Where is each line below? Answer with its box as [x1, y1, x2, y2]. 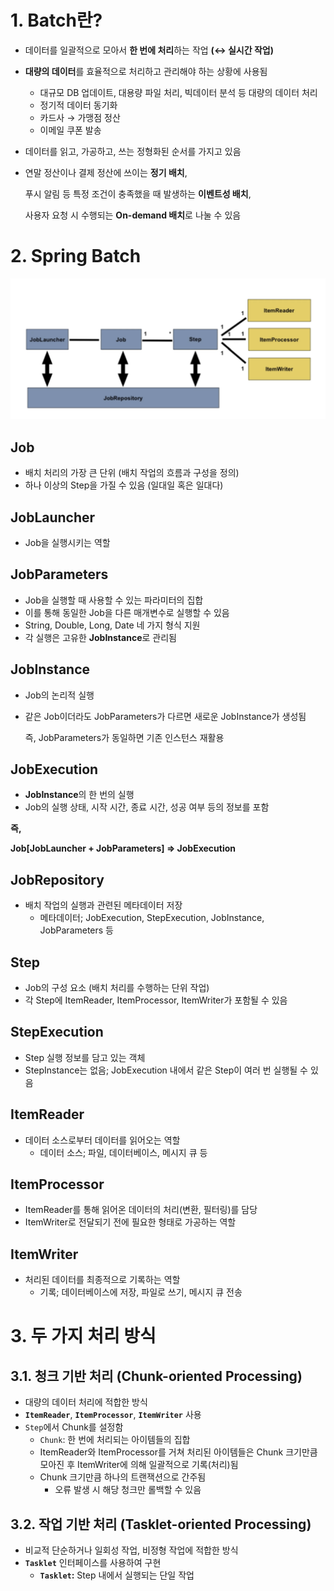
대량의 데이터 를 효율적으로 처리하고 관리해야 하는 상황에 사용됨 [24, 65, 268, 77]
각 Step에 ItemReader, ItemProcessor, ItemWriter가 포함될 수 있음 [24, 994, 288, 1006]
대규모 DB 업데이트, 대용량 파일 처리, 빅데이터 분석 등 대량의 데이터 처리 [39, 86, 318, 98]
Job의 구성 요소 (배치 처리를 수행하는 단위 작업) [24, 981, 210, 993]
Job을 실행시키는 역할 [24, 536, 111, 548]
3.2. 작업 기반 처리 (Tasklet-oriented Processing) [10, 1516, 312, 1533]
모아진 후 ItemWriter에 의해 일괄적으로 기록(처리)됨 [39, 1459, 239, 1471]
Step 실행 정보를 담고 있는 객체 [24, 1051, 146, 1063]
